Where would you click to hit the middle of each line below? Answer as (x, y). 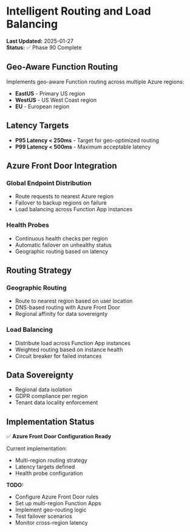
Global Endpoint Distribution (49, 183)
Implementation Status (50, 422)
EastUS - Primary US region (50, 93)
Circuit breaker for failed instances (58, 356)
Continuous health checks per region (61, 238)
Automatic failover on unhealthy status (63, 245)
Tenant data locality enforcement (56, 402)
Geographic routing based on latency (62, 251)
